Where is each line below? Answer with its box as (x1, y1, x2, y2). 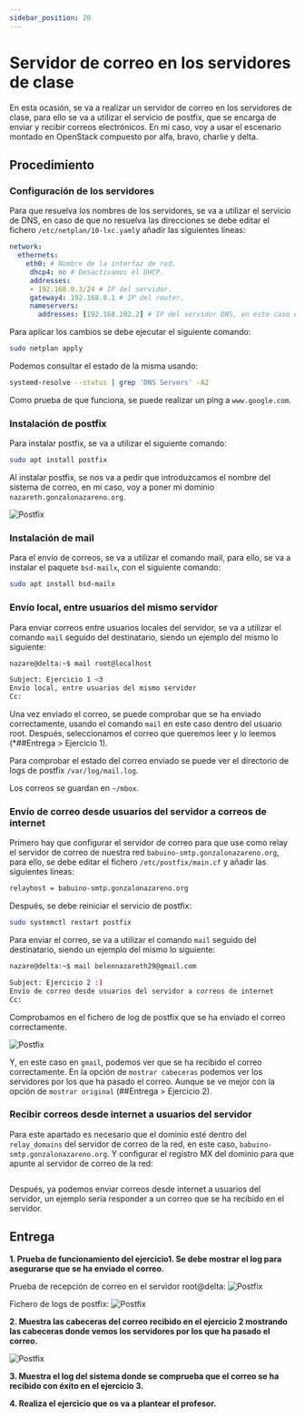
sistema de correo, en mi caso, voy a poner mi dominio (9, 481, 215, 492)
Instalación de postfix (9, 417, 107, 430)
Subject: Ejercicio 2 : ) (9, 977, 103, 988)
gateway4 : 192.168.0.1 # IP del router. (29, 293, 184, 302)
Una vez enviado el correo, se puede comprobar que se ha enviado (9, 709, 261, 720)
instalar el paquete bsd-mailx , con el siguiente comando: (9, 562, 221, 573)
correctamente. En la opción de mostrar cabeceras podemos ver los (9, 1066, 263, 1077)
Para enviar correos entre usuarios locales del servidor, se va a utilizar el (9, 622, 281, 633)
